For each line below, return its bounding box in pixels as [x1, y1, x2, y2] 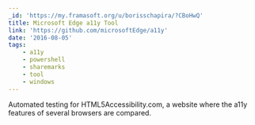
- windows [22, 78, 55, 85]
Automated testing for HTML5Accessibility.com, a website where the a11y [8, 100, 248, 109]
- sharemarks [22, 63, 66, 71]
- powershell [22, 56, 66, 64]
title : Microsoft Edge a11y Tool [8, 19, 119, 27]
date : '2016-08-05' [8, 33, 73, 42]
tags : [8, 41, 26, 49]
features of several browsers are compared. [8, 108, 152, 117]
